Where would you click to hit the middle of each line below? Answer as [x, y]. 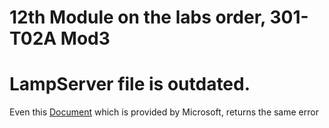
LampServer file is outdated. [130, 84]
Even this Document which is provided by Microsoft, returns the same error [164, 112]
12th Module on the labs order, [137, 17]
